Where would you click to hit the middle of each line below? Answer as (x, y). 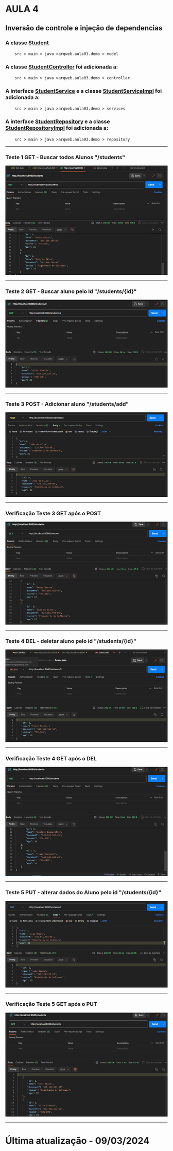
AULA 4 (22, 9)
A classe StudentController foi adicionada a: (62, 66)
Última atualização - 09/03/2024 (77, 1140)
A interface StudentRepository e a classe (58, 121)
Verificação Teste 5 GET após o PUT (51, 1004)
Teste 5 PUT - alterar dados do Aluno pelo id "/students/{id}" (83, 893)
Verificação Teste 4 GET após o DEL (51, 758)
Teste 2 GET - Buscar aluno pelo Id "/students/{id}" (71, 291)
